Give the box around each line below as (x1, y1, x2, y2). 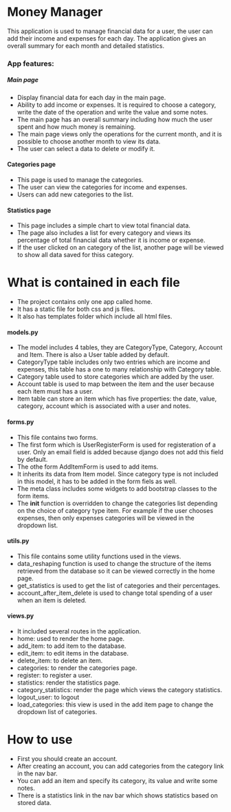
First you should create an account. (16, 754, 118, 762)
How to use (7, 732, 73, 748)
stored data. (16, 798, 52, 806)
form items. (16, 491, 50, 500)
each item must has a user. (16, 387, 94, 396)
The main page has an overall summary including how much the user (16, 115, 213, 123)
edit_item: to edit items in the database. (16, 649, 129, 657)
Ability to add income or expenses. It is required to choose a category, (16, 101, 217, 109)
